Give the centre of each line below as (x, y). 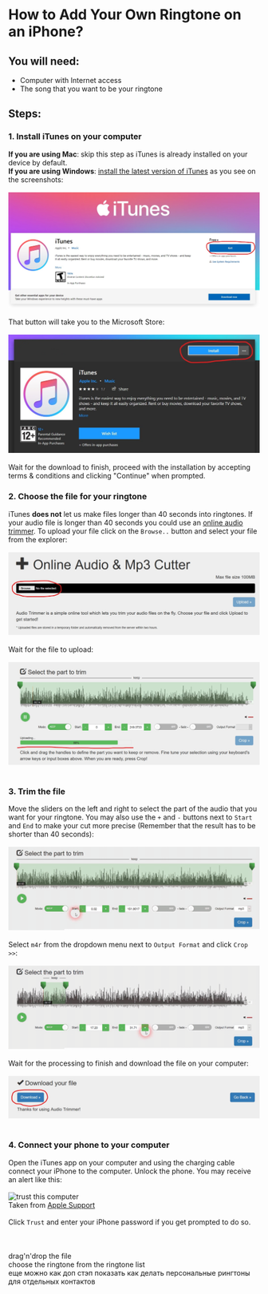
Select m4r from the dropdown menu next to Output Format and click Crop (128, 944)
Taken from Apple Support (52, 1205)
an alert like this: (35, 1179)
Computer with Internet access (71, 80)
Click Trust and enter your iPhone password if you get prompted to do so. (130, 1222)
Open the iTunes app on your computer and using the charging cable (122, 1162)
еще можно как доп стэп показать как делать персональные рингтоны (129, 1272)
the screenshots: (36, 179)
